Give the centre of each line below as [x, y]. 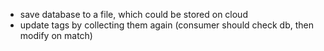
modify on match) [56, 35]
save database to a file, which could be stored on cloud [133, 14]
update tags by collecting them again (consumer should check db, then [167, 25]
